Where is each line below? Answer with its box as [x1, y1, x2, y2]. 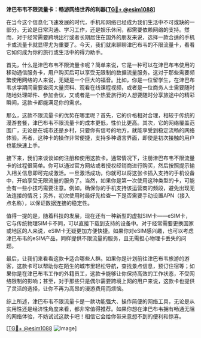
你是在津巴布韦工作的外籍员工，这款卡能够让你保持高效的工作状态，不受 [11, 270, 190, 277]
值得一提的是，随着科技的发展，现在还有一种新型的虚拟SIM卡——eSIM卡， [6, 213, 191, 219]
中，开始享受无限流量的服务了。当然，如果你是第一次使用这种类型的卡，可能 [6, 177, 195, 184]
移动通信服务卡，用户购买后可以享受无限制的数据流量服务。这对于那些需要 [6, 69, 190, 76]
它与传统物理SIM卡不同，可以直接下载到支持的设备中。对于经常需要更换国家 [6, 220, 194, 227]
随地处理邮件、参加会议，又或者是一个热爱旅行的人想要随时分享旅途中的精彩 [6, 91, 195, 98]
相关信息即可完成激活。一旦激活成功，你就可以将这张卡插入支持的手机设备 [11, 169, 195, 177]
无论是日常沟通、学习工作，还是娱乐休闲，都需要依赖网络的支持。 [22, 26, 184, 33]
